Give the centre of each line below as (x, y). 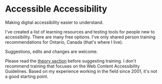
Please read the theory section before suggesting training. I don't (71, 61)
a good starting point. (27, 76)
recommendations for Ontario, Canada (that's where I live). (64, 42)
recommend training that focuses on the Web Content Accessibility (72, 66)
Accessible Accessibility (56, 9)
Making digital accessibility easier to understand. (54, 22)
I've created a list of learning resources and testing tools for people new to (80, 32)
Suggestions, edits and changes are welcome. (51, 51)
